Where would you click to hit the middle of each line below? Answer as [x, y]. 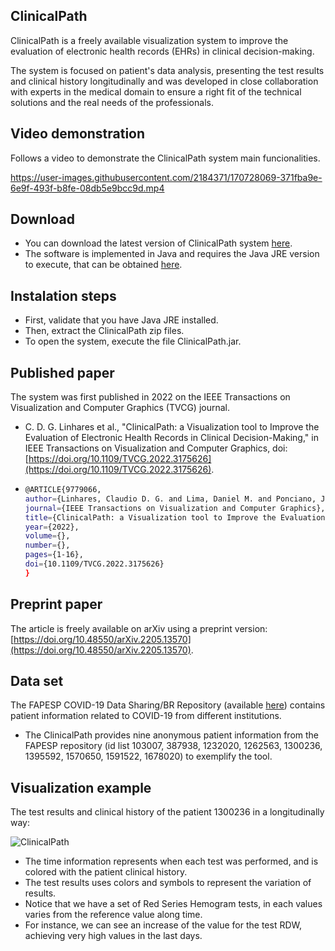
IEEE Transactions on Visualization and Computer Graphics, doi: [156, 448]
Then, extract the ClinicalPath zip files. [104, 331]
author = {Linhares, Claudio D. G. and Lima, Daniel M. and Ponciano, [170, 499]
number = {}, [47, 545]
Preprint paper [56, 604]
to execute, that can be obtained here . [103, 265]
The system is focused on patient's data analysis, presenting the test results [167, 70]
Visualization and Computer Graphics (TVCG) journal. [120, 408]
